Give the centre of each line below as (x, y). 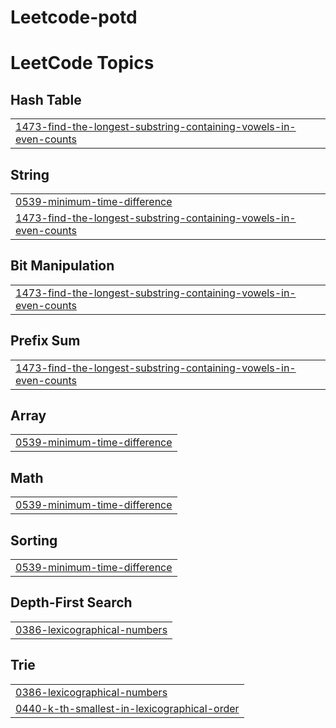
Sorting (34, 540)
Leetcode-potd (74, 17)
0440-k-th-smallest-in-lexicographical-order (127, 708)
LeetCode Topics (82, 63)
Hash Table (46, 99)
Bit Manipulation (62, 266)
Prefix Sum (45, 341)
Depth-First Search (71, 602)
